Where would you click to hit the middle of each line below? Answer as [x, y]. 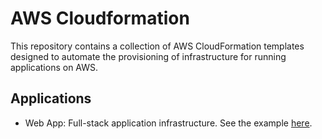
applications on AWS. [54, 67]
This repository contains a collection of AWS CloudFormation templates [157, 46]
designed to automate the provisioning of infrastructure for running [148, 56]
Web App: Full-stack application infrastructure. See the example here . [168, 123]
